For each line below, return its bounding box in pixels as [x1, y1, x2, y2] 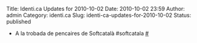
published [6, 18, 32, 25]
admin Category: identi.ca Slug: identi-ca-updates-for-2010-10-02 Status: [6, 12, 192, 19]
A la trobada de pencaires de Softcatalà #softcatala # [15, 30, 149, 37]
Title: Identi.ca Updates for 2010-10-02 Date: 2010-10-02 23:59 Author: [6, 5, 185, 12]
